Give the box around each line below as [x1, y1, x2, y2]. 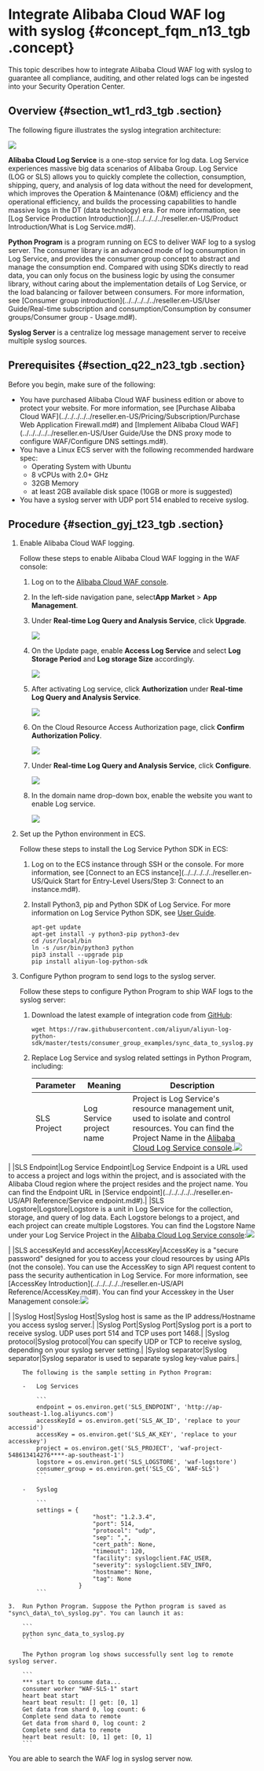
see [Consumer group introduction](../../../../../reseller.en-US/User [8, 295, 221, 305]
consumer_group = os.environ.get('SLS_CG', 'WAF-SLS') [36, 1465, 220, 1473]
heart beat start [22, 1692, 79, 1700]
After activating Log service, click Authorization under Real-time [31, 684, 244, 694]
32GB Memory [31, 478, 79, 488]
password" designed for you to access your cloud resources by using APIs [8, 1254, 250, 1263]
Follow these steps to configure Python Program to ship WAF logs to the [19, 987, 254, 996]
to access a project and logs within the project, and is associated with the [8, 1171, 246, 1180]
